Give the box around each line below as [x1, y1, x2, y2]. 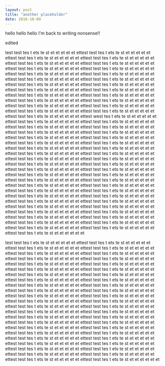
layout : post [5, 7, 32, 12]
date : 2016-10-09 [5, 16, 41, 21]
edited [5, 40, 18, 46]
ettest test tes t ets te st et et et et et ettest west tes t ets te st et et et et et [5, 113, 157, 119]
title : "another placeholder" [5, 12, 68, 17]
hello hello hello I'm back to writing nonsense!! [5, 30, 100, 36]
